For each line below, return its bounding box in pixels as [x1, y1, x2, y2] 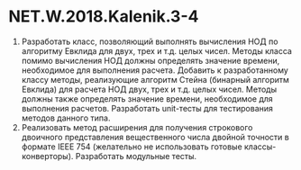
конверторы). [21, 150, 74, 161]
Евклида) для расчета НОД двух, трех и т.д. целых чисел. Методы [21, 84, 277, 94]
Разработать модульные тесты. [75, 150, 197, 161]
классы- [243, 141, 277, 152]
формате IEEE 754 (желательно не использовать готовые [21, 141, 242, 152]
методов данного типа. [21, 112, 111, 123]
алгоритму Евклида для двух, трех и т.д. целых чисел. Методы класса [21, 45, 292, 56]
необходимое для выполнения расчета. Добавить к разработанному [21, 65, 289, 76]
